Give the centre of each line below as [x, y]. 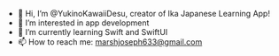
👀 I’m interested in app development [83, 23]
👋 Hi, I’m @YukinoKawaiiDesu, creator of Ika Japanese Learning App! [143, 14]
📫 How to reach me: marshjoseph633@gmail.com [110, 42]
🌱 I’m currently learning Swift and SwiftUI [93, 32]
